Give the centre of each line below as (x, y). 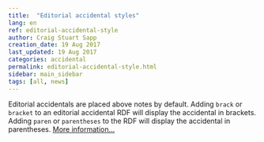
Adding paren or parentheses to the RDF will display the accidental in (119, 121)
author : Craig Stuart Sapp (53, 37)
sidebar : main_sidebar (45, 74)
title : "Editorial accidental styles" (74, 15)
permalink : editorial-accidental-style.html (83, 67)
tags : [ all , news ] (38, 81)
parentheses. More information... (62, 129)
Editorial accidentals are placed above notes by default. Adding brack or (125, 104)
